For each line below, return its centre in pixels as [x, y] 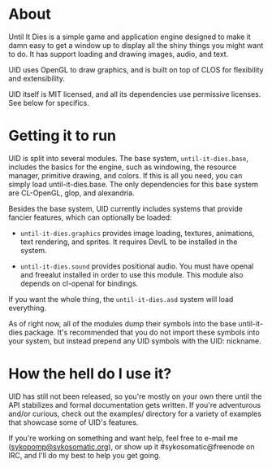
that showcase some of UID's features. [73, 422]
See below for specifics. [49, 103]
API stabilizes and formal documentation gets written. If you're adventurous [135, 405]
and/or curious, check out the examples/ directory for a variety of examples [135, 413]
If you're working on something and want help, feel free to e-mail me [123, 438]
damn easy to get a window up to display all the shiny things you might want [136, 45]
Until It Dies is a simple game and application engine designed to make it [130, 37]
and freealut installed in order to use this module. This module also [132, 274]
